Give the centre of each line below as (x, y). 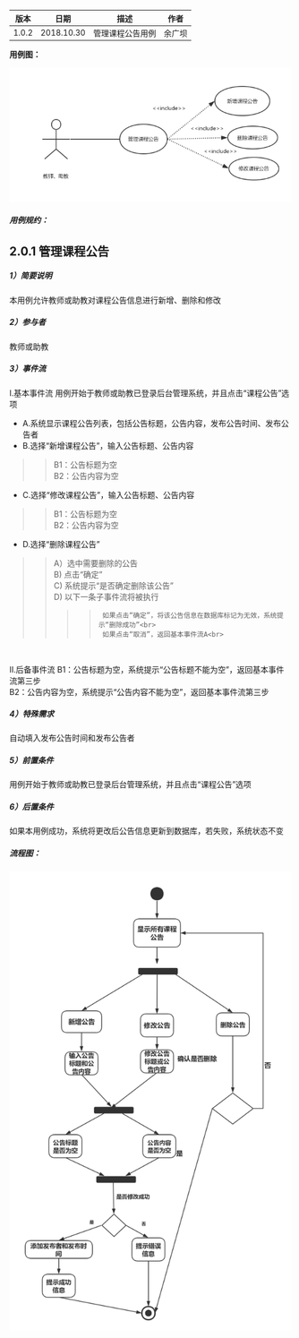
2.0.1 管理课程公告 (60, 251)
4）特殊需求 (32, 714)
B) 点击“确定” (78, 574)
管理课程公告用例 (124, 33)
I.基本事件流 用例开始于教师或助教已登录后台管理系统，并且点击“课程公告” (145, 393)
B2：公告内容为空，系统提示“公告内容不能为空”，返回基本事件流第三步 (140, 691)
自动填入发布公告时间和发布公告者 (72, 738)
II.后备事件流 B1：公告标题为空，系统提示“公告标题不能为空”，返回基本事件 (147, 669)
